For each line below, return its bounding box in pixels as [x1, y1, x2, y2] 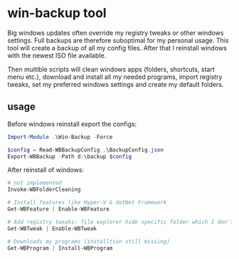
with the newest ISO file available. [7, 51, 107, 60]
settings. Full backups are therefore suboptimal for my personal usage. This [7, 36, 229, 44]
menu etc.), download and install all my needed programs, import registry [7, 73, 223, 81]
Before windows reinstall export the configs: [7, 120, 137, 128]
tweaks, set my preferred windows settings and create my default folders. [7, 80, 224, 88]
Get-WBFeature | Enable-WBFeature [7, 206, 110, 213]
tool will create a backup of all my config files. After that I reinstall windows [7, 43, 228, 52]
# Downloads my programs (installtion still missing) [7, 238, 171, 245]
